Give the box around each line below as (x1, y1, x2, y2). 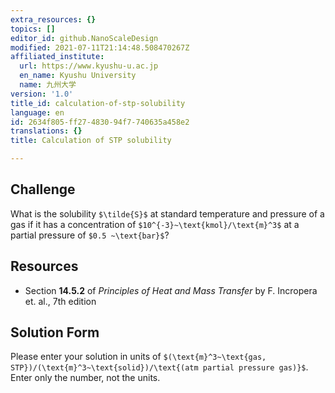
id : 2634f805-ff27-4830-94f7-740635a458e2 (10, 117, 190, 127)
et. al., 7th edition (24, 295, 97, 307)
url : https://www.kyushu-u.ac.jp (19, 61, 159, 71)
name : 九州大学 (19, 80, 77, 90)
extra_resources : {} (10, 14, 97, 25)
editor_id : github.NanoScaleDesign (10, 33, 159, 43)
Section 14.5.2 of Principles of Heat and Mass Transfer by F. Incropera (24, 284, 318, 296)
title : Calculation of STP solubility (10, 136, 172, 146)
